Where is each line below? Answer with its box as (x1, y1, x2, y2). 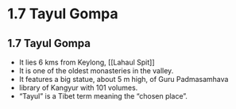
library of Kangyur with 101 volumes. (18, 83, 138, 92)
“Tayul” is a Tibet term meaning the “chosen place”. (18, 91, 188, 100)
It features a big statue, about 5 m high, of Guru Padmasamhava (18, 75, 229, 84)
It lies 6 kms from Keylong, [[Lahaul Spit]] (18, 57, 156, 67)
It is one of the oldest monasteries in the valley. (18, 66, 174, 76)
